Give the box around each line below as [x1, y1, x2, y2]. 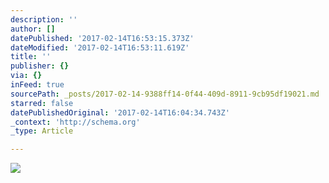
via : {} [10, 71, 43, 81]
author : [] [10, 24, 56, 34]
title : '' [10, 52, 52, 62]
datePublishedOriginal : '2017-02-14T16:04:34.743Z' [10, 107, 230, 118]
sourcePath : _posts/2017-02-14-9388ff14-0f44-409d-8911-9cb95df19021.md [10, 89, 320, 99]
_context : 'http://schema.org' [10, 117, 141, 127]
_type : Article [10, 126, 74, 136]
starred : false [10, 98, 74, 108]
